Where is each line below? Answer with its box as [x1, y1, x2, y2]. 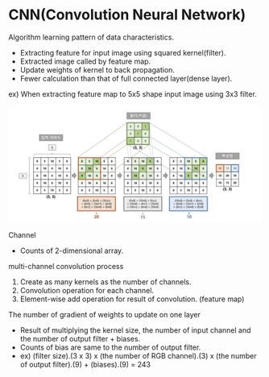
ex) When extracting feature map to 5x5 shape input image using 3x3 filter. [8, 89, 258, 98]
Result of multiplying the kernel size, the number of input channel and [19, 325, 251, 335]
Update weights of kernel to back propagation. [19, 64, 176, 74]
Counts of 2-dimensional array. [19, 246, 124, 255]
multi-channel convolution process [8, 261, 124, 271]
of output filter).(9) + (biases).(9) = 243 [19, 359, 151, 369]
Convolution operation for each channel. [19, 285, 155, 295]
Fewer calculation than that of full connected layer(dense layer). [19, 73, 233, 83]
